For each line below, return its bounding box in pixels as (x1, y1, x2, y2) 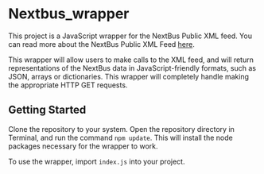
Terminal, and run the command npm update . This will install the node (8, 133, 233, 142)
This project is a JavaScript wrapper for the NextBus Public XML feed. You (8, 31, 253, 41)
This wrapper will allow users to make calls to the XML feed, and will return (8, 55, 254, 64)
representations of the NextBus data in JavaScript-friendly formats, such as (8, 63, 257, 72)
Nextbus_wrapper (8, 5, 130, 23)
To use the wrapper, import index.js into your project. (8, 157, 185, 166)
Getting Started (8, 103, 87, 117)
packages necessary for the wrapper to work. (8, 141, 158, 151)
